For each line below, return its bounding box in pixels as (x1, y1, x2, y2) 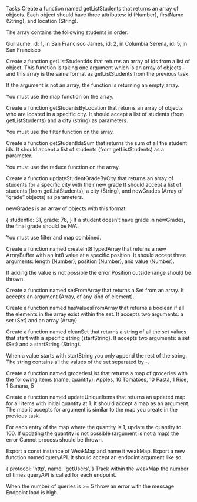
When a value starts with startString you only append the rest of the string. (6, 352, 187, 359)
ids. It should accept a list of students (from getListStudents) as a (6, 146, 165, 153)
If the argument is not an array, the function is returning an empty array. (6, 82, 180, 89)
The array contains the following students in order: (6, 29, 129, 36)
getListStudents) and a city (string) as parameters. (6, 117, 128, 124)
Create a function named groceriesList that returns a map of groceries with (6, 370, 188, 376)
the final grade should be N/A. (6, 223, 79, 230)
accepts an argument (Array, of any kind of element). (6, 293, 135, 300)
